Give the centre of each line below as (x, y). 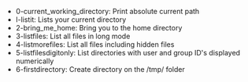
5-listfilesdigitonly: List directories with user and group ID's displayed (128, 53)
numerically (35, 61)
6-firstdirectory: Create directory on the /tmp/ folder (100, 69)
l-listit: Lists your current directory (71, 20)
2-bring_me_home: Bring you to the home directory (99, 28)
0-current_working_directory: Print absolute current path (107, 11)
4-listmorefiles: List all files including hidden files (95, 45)
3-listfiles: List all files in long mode (73, 36)
